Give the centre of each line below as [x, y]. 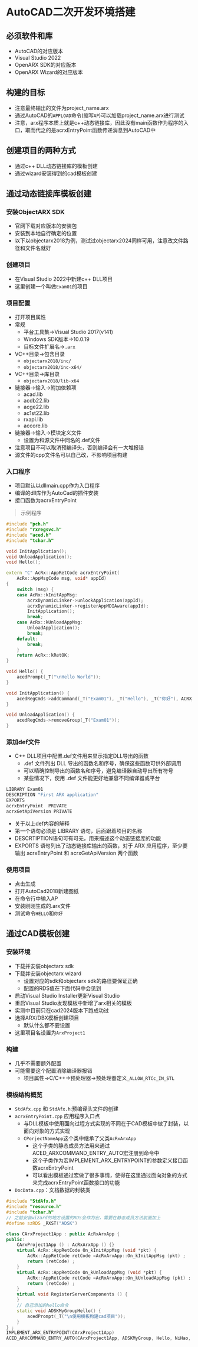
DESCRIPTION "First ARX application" [52, 795]
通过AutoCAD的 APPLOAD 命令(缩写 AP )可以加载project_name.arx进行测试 [99, 115]
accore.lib [36, 426]
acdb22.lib [37, 400]
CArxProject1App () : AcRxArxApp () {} [66, 1245]
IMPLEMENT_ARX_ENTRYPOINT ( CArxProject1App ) [60, 1333]
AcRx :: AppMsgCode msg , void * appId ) [62, 579]
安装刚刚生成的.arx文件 [42, 906]
